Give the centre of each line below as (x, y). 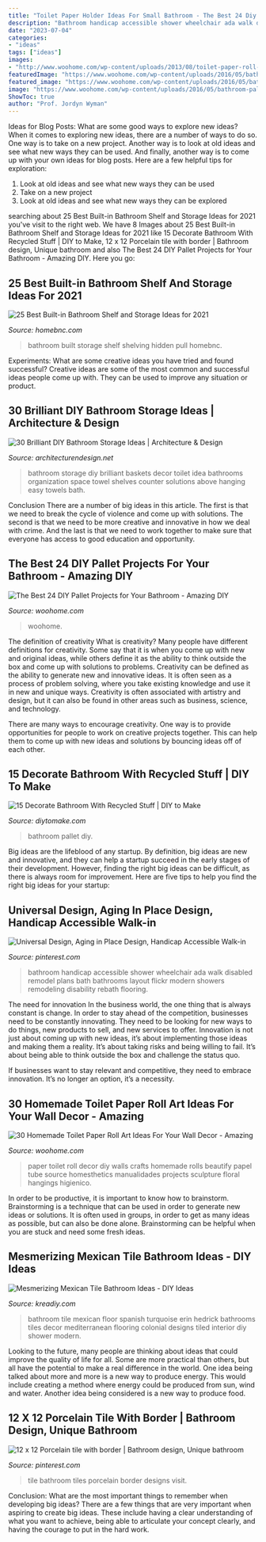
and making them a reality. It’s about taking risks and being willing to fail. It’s (132, 1047)
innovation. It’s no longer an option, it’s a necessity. (91, 1079)
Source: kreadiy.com (42, 1303)
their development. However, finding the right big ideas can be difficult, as (129, 868)
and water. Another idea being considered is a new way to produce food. (127, 1393)
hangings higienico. (60, 1183)
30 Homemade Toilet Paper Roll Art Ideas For (121, 1103)
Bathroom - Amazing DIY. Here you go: (72, 258)
